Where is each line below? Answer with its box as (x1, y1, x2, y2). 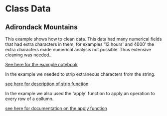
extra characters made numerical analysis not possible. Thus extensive (5, 47, 151, 52)
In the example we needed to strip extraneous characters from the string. (5, 71, 156, 77)
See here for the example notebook (5, 62, 78, 67)
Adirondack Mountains (5, 23, 78, 31)
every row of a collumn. (5, 96, 54, 102)
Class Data (5, 3, 51, 14)
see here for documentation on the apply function (5, 106, 107, 111)
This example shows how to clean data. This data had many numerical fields (5, 36, 162, 42)
